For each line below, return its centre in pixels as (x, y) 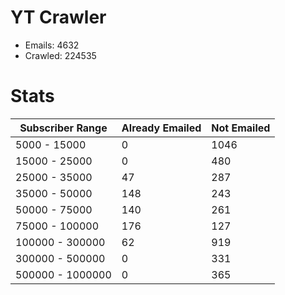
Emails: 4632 (52, 45)
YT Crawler (58, 17)
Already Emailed (161, 128)
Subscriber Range (63, 128)
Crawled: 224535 (60, 55)
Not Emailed (241, 128)
